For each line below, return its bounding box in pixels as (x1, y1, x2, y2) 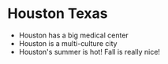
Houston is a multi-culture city (18, 38, 118, 48)
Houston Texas (7, 5, 108, 23)
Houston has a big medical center (18, 30, 129, 40)
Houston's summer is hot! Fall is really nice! (18, 47, 161, 56)
